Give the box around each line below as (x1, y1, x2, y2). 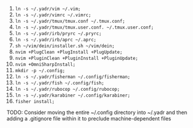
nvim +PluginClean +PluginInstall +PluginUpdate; (15, 55, 139, 61)
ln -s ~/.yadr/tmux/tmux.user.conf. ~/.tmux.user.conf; (15, 24, 154, 30)
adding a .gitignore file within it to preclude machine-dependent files (6, 115, 171, 122)
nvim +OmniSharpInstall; (15, 62, 76, 67)
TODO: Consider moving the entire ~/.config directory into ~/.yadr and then (6, 109, 188, 116)
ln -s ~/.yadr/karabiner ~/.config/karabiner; (15, 93, 131, 98)
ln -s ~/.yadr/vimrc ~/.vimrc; (15, 12, 92, 18)
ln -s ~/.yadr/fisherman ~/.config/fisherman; (15, 74, 131, 80)
